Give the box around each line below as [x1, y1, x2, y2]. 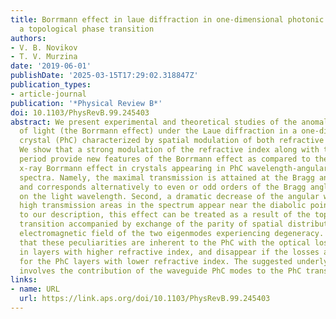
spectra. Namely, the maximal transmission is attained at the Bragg [19, 172, 315, 183]
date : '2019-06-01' [10, 61, 92, 71]
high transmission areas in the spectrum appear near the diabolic [19, 201, 307, 211]
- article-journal [10, 89, 87, 99]
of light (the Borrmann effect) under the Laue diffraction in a [19, 126, 298, 136]
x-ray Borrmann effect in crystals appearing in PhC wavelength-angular [19, 163, 329, 173]
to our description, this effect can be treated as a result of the [19, 210, 311, 220]
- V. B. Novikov [10, 42, 78, 53]
